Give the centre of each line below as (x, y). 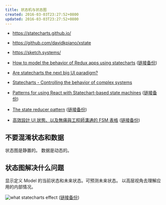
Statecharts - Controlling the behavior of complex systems (72, 82)
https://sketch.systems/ (37, 52)
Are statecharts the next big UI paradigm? (55, 73)
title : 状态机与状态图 (26, 10)
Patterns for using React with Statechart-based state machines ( (78, 93)
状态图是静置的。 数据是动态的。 (39, 151)
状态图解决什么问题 (35, 168)
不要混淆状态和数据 (35, 137)
